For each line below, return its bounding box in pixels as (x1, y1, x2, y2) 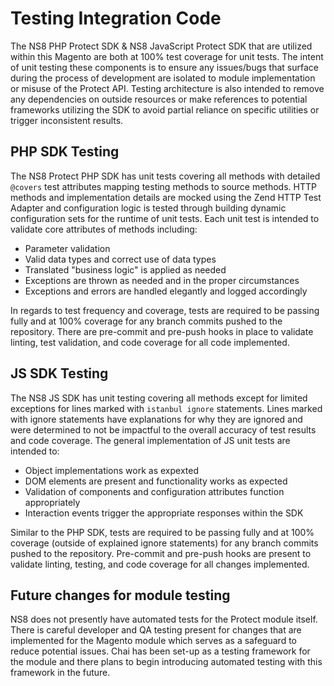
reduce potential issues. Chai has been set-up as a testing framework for (10, 645, 311, 657)
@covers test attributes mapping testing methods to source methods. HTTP (10, 180, 317, 192)
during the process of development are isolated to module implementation (10, 72, 316, 84)
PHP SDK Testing (10, 143, 120, 161)
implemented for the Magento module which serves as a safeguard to (10, 635, 297, 647)
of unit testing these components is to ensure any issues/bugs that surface (10, 61, 319, 73)
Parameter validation (24, 242, 111, 254)
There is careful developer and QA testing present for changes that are (10, 624, 302, 636)
